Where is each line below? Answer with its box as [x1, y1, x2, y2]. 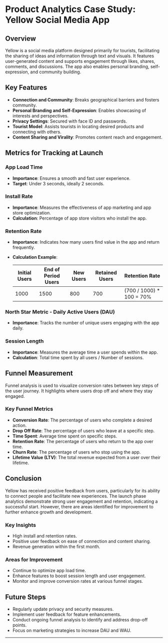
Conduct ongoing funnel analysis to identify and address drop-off [12, 617, 148, 623]
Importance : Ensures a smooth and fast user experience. [12, 175, 131, 181]
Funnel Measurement [5, 369, 73, 378]
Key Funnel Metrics [5, 405, 53, 412]
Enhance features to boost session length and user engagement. [12, 573, 146, 579]
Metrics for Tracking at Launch [5, 149, 103, 157]
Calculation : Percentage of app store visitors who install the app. [12, 215, 147, 221]
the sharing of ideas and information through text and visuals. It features [5, 53, 154, 59]
